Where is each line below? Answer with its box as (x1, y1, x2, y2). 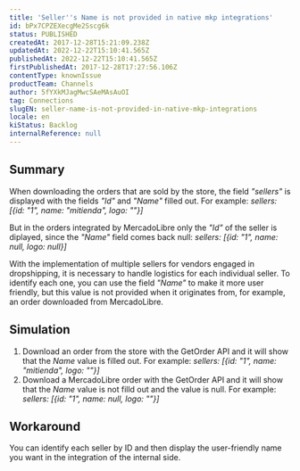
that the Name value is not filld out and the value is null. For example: (21, 384, 277, 394)
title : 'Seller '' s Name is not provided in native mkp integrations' (9, 12, 274, 22)
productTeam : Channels (9, 79, 94, 88)
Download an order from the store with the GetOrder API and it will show (21, 345, 288, 357)
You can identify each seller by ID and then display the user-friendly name (9, 442, 282, 453)
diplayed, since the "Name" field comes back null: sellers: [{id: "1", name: (9, 231, 279, 242)
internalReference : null (9, 129, 102, 138)
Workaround (9, 418, 81, 434)
